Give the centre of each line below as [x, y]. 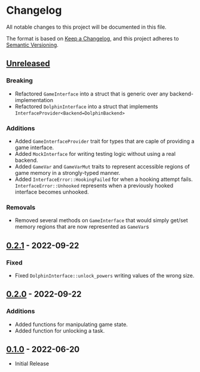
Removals [21, 207]
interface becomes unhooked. [52, 192]
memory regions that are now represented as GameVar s [82, 227]
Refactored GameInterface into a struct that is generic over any [92, 94]
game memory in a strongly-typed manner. [67, 173]
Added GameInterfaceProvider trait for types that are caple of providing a [104, 141]
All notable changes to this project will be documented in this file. [87, 27]
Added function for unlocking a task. [60, 331]
